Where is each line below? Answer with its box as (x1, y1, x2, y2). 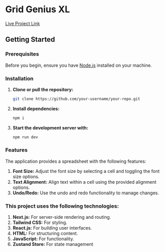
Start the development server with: (12, 124, 88, 131)
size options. (12, 173, 40, 180)
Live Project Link (5, 20, 40, 27)
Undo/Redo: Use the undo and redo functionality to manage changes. (12, 190, 159, 196)
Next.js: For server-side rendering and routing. (12, 214, 111, 220)
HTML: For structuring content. (12, 231, 78, 237)
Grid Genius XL (5, 4, 70, 15)
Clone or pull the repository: (12, 86, 74, 92)
